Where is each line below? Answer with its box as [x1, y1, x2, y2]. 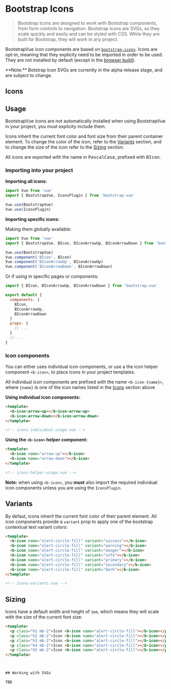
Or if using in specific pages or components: [5, 274, 99, 280]
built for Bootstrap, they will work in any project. [17, 36, 119, 42]
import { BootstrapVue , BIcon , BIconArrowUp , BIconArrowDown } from [5, 240, 154, 245]
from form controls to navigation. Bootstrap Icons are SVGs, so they [17, 25, 160, 31]
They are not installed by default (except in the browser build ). [5, 57, 136, 63]
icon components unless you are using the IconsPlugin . [5, 484, 122, 490]
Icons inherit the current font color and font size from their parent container [5, 133, 163, 139]
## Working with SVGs [5, 671, 51, 676]
